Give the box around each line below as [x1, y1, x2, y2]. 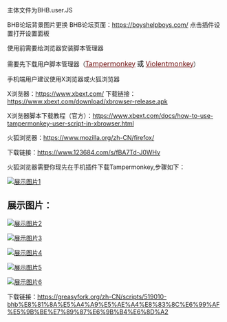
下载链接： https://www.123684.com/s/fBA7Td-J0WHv [7, 148, 160, 157]
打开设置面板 [12, 30, 50, 37]
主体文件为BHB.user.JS [7, 6, 73, 14]
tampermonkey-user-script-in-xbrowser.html [7, 119, 134, 128]
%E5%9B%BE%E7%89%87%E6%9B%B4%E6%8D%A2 [7, 308, 169, 316]
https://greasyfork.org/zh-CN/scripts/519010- [37, 292, 167, 301]
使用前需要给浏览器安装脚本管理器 [7, 44, 104, 52]
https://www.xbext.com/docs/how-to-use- [92, 112, 214, 119]
